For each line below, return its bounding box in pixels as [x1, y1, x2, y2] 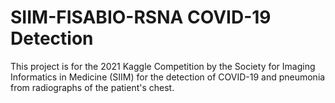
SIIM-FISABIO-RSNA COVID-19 [10, 6, 272, 29]
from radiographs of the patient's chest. [10, 81, 175, 93]
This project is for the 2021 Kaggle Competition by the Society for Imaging [10, 60, 316, 72]
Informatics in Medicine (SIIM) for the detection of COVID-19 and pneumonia [10, 71, 326, 83]
